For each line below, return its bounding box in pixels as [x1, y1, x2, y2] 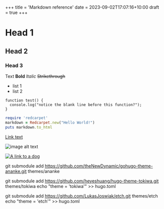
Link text [5, 133, 23, 139]
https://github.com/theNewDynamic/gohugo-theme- [44, 162, 153, 169]
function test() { [5, 97, 43, 103]
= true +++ [5, 9, 28, 15]
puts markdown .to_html [5, 124, 52, 129]
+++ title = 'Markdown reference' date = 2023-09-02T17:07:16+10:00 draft [5, 4, 159, 10]
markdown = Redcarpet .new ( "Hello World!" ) [5, 120, 95, 125]
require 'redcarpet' [5, 115, 48, 120]
